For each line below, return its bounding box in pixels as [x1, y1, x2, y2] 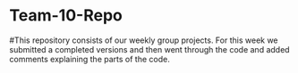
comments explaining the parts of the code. [9, 53, 170, 64]
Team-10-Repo [9, 5, 123, 26]
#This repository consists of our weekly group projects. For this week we [9, 35, 279, 45]
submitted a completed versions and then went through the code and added [9, 44, 290, 54]
